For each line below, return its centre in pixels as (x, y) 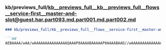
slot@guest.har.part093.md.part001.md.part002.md (71, 20)
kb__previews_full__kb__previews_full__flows (104, 7)
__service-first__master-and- (41, 13)
